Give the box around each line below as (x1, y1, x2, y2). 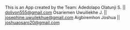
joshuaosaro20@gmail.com (5, 20, 60, 25)
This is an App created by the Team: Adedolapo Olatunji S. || (5, 5, 126, 10)
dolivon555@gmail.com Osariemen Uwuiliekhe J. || (5, 10, 107, 15)
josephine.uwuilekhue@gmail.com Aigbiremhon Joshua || (5, 15, 120, 20)
